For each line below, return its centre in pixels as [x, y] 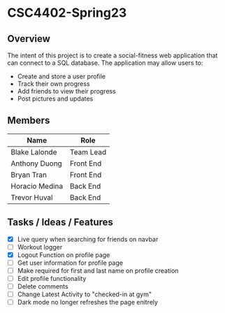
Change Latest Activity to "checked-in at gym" [85, 294]
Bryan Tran [29, 175]
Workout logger [40, 247]
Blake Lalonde [34, 152]
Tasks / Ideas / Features [60, 223]
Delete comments [43, 286]
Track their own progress [53, 84]
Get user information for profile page [70, 263]
